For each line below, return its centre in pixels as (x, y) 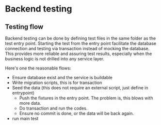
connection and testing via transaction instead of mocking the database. (77, 49)
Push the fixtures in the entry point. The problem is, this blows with (86, 98)
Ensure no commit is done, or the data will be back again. (77, 113)
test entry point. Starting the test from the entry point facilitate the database (81, 43)
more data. (30, 103)
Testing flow (24, 27)
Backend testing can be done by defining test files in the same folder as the (80, 38)
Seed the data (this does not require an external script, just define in (80, 88)
